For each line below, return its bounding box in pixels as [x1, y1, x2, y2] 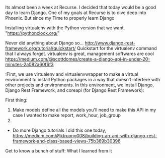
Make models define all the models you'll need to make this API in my [12, 107, 156, 113]
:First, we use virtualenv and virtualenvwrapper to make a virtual [5, 71, 138, 77]
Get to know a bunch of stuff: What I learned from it [5, 148, 112, 153]
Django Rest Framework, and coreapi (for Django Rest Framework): [5, 87, 144, 93]
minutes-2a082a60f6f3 [5, 62, 54, 67]
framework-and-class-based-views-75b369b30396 [12, 138, 121, 144]
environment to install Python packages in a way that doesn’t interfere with [5, 77, 160, 82]
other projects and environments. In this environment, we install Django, [5, 82, 154, 88]
